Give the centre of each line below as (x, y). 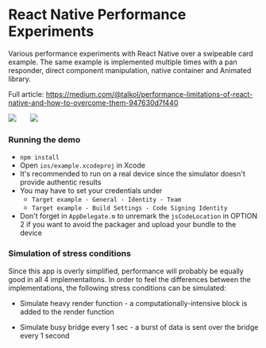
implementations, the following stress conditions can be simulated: (117, 288)
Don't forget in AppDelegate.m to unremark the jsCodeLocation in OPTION (139, 216)
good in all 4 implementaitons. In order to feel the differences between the (130, 279)
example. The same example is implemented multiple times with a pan (123, 62)
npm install (39, 158)
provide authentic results (60, 182)
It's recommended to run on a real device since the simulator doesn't (133, 174)
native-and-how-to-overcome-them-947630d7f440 (93, 102)
